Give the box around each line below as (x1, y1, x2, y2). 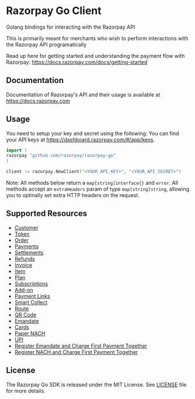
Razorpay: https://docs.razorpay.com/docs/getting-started (6, 59, 148, 66)
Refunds (14, 255, 35, 262)
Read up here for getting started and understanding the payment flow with (6, 52, 185, 59)
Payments (14, 243, 39, 250)
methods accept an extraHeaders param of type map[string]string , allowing (6, 185, 190, 192)
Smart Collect (14, 298, 48, 305)
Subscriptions (14, 280, 48, 287)
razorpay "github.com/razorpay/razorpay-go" (6, 153, 116, 159)
